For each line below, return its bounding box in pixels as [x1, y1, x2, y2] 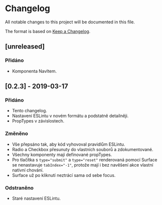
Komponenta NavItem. [12, 68, 57, 74]
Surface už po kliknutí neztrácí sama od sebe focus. [12, 172, 116, 178]
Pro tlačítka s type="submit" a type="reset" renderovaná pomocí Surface [12, 156, 158, 163]
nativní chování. [12, 167, 44, 173]
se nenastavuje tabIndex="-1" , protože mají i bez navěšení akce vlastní [12, 162, 153, 168]
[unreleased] [5, 42, 45, 51]
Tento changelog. [12, 108, 47, 114]
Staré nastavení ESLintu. [12, 195, 61, 201]
